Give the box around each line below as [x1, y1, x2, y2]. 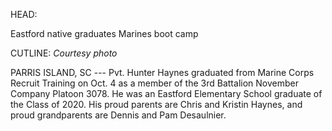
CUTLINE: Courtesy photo [10, 47, 118, 59]
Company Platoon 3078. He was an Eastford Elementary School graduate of [10, 88, 323, 99]
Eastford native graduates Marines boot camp [10, 28, 199, 39]
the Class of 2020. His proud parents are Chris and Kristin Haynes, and [10, 99, 303, 110]
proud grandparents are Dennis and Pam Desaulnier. [10, 109, 227, 121]
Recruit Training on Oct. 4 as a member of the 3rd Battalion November [10, 77, 299, 89]
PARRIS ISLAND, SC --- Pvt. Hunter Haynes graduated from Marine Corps [10, 67, 315, 78]
